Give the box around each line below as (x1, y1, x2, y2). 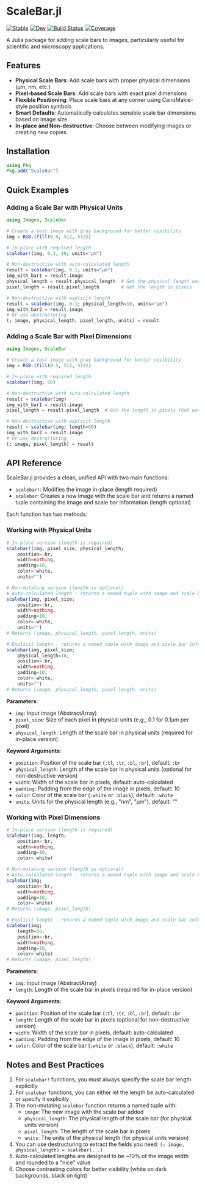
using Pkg (6, 162, 32, 168)
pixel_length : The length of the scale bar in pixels (24, 1128, 151, 1135)
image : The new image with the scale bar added (24, 1108, 144, 1115)
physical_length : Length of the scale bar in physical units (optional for (15, 765, 192, 773)
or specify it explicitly (15, 1095, 69, 1103)
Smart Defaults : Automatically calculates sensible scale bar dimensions (15, 109, 196, 116)
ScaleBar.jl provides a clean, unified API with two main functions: (6, 474, 170, 481)
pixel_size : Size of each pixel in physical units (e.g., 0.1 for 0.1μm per (15, 715, 189, 723)
